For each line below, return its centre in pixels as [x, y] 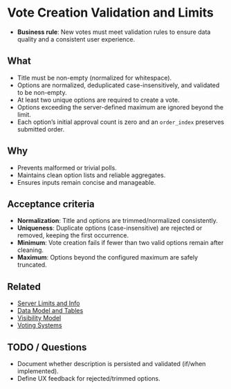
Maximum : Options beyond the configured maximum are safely [108, 257]
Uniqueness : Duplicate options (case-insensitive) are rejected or [110, 228]
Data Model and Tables [50, 311]
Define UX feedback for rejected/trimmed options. [89, 378]
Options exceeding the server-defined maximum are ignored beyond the [120, 107]
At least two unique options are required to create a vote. [98, 100]
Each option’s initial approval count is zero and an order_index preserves [121, 122]
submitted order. [40, 129]
